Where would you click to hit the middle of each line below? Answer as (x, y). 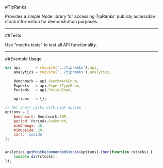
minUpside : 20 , (29, 130)
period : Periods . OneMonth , (41, 121)
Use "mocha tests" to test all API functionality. (51, 45)
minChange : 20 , (29, 125)
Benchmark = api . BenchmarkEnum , (46, 81)
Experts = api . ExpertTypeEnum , (48, 86)
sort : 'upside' (29, 135)
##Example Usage (24, 59)
